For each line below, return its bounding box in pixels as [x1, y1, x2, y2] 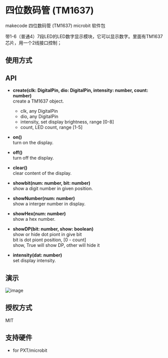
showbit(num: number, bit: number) [12, 180, 90, 186]
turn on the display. [12, 140, 54, 146]
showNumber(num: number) [12, 195, 75, 201]
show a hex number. [12, 216, 56, 222]
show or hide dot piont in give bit [12, 232, 82, 238]
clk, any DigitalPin [20, 108, 58, 114]
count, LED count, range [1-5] [20, 124, 83, 131]
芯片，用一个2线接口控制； [5, 39, 62, 46]
